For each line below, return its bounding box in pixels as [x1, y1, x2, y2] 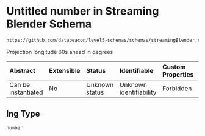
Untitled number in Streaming [6, 4, 159, 18]
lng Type [6, 109, 41, 119]
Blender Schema [6, 17, 92, 31]
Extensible [48, 66, 81, 75]
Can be [9, 80, 31, 89]
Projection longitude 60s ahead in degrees [6, 48, 113, 55]
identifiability [119, 88, 157, 97]
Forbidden [162, 84, 192, 92]
